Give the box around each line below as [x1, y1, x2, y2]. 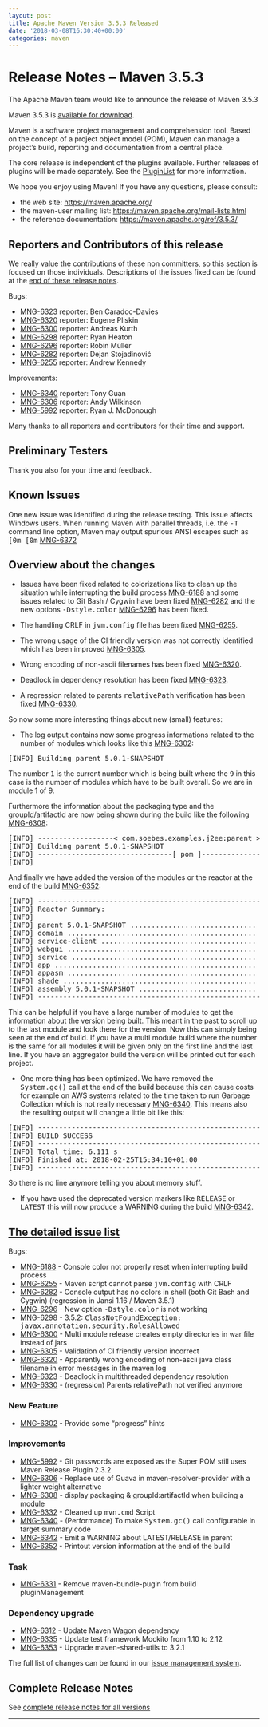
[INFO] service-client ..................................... [8, 937, 257, 946]
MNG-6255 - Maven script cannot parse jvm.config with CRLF [19, 1279, 232, 1289]
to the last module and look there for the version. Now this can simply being [8, 1024, 257, 1034]
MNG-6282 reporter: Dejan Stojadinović [19, 349, 152, 358]
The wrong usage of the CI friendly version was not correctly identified [19, 636, 254, 645]
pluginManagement [19, 1588, 84, 1598]
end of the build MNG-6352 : [8, 881, 101, 891]
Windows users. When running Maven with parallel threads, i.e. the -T [8, 518, 239, 528]
